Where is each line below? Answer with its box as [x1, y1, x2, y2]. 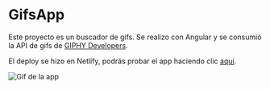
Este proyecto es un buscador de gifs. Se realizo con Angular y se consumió [8, 32, 262, 42]
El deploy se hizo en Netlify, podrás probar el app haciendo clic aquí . [8, 56, 237, 66]
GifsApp [8, 6, 65, 24]
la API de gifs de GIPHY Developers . [8, 40, 128, 50]
